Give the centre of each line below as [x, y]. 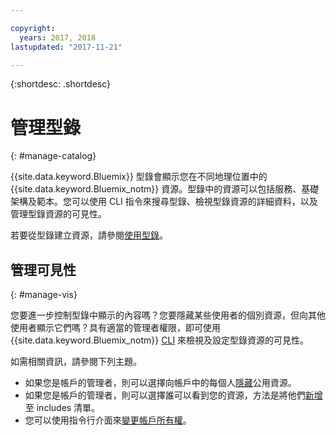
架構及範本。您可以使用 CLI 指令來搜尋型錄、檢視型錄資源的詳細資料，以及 [164, 202]
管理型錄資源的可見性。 [58, 214]
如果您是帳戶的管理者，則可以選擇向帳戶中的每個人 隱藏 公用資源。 [160, 383]
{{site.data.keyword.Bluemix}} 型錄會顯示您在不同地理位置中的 [139, 177]
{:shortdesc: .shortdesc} [61, 84]
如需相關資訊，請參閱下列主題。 [76, 362]
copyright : [33, 28]
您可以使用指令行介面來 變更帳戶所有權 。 [108, 420]
